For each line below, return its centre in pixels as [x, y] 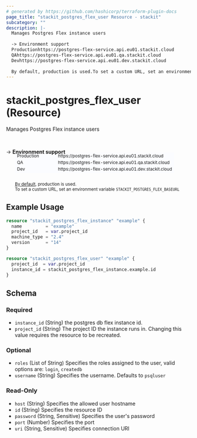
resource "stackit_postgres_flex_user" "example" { [70, 259]
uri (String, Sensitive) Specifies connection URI [72, 428]
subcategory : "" [26, 22]
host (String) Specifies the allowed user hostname [75, 403]
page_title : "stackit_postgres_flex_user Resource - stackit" [84, 17]
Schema [21, 293]
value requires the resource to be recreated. [68, 335]
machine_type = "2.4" [38, 237]
